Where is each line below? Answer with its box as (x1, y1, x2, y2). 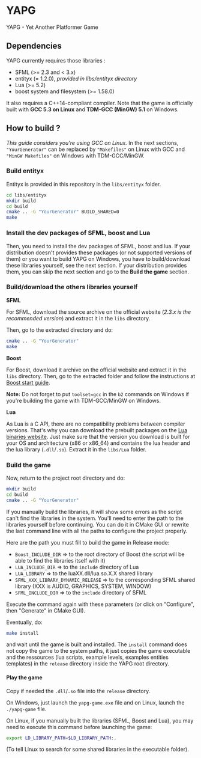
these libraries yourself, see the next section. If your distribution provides (6, 261, 187, 269)
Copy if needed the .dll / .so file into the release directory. (6, 687, 151, 694)
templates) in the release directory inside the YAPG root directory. (6, 660, 170, 667)
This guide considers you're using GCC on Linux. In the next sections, (6, 139, 179, 146)
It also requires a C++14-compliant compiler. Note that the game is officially (6, 99, 193, 106)
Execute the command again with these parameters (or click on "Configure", (6, 601, 195, 608)
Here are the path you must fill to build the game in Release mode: (6, 539, 170, 546)
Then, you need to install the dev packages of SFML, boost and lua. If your (6, 242, 191, 249)
